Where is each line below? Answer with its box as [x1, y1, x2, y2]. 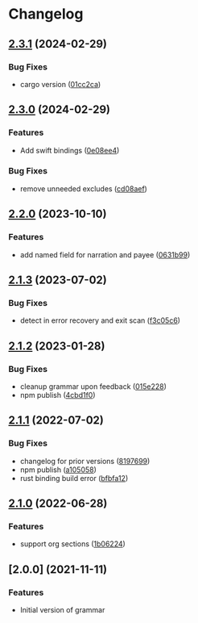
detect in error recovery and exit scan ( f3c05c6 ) [19, 316, 181, 325]
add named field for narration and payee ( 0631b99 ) [19, 249, 191, 259]
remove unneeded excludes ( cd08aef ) [19, 183, 147, 194]
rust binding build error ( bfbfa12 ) [19, 473, 129, 483]
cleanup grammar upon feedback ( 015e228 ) [19, 381, 167, 391]
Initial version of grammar [19, 604, 105, 614]
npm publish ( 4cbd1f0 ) [19, 390, 96, 399]
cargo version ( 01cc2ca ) [19, 79, 101, 89]
